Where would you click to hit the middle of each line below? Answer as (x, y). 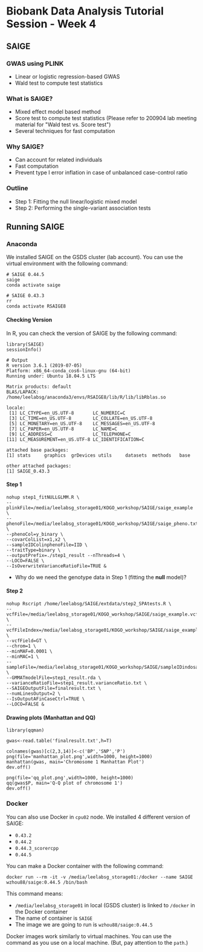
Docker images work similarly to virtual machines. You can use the (89, 936)
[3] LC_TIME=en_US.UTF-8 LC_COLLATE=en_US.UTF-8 (81, 418)
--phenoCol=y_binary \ (35, 534)
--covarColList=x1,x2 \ (36, 539)
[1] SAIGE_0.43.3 (28, 471)
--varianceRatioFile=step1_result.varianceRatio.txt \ (77, 683)
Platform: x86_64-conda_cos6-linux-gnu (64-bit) (69, 371)
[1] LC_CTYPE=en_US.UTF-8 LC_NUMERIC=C (67, 413)
